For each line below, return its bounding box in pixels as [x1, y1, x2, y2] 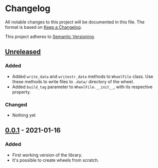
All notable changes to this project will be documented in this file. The [5, 19, 145, 25]
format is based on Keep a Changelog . [5, 24, 82, 30]
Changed [5, 101, 28, 108]
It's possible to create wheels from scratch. [12, 157, 99, 163]
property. [12, 89, 31, 95]
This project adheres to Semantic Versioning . [5, 34, 95, 39]
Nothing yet [12, 112, 36, 118]
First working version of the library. [12, 152, 83, 158]
